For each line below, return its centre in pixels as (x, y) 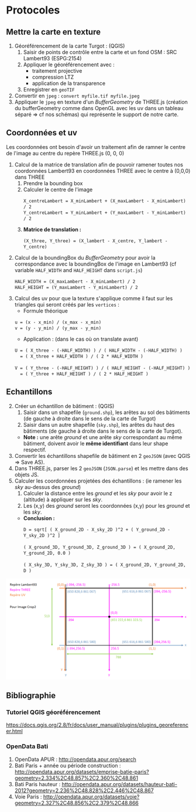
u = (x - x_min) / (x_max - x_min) (58, 322)
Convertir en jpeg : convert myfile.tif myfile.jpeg (77, 96)
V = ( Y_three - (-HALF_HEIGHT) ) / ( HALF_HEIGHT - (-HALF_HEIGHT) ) (102, 368)
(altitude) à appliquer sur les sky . (63, 500)
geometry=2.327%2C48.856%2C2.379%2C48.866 (77, 803)
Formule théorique (46, 311)
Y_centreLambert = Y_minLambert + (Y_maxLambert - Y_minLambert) (104, 213)
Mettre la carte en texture (54, 32)
